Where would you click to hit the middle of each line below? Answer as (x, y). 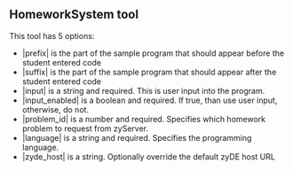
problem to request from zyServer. (85, 128)
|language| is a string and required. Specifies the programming (137, 137)
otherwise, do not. (55, 109)
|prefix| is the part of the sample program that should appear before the (153, 53)
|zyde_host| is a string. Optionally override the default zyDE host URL (148, 156)
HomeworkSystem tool (74, 15)
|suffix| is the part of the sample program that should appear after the (149, 72)
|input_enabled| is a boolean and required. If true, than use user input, (150, 100)
